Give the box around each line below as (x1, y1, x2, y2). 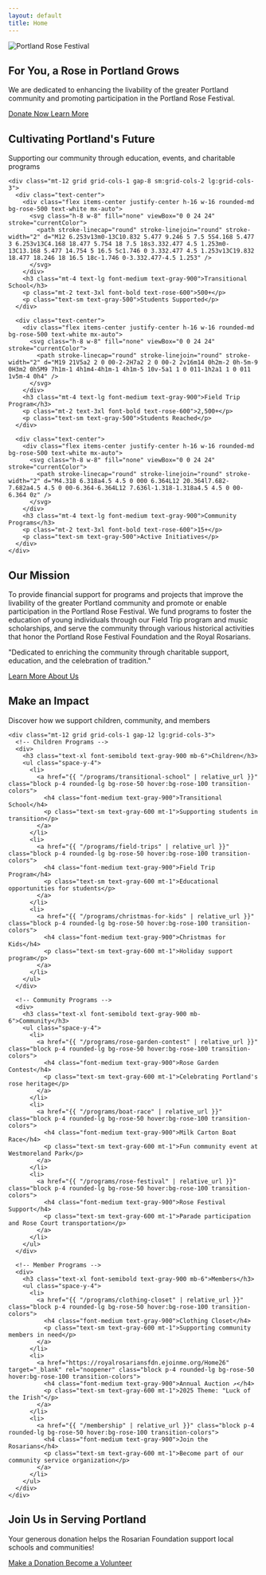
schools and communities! (8, 1542, 95, 1552)
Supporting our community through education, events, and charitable (8, 153, 236, 163)
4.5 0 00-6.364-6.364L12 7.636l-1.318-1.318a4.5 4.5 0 (43, 484, 229, 493)
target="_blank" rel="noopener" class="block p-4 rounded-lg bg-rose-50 (8, 1365, 255, 1373)
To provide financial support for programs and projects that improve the (8, 589, 244, 599)
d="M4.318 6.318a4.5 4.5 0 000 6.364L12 (43, 477, 180, 485)
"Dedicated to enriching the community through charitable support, (8, 647, 229, 657)
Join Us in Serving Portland (8, 1513, 147, 1526)
